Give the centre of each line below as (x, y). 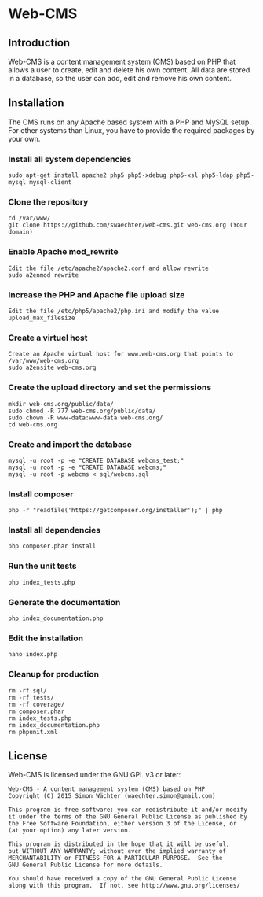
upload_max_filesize (42, 318)
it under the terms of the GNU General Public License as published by (128, 817)
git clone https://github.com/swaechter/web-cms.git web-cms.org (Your (128, 225)
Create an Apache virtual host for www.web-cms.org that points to (121, 354)
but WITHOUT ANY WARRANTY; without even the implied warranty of (117, 851)
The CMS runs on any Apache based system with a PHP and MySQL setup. (130, 122)
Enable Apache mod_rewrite (63, 252)
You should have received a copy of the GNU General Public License (122, 879)
